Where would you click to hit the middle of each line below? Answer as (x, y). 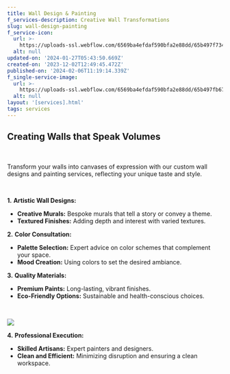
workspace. (34, 363)
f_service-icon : (30, 33)
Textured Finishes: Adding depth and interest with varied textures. (111, 221)
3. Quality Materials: (37, 275)
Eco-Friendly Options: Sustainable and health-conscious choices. (111, 296)
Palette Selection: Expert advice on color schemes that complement (114, 247)
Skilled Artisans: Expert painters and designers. (85, 348)
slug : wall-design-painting (47, 26)
